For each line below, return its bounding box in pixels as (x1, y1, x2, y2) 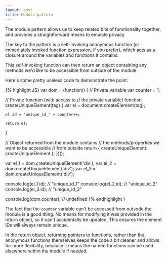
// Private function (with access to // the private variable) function (5, 97, 142, 103)
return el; (5, 121, 28, 126)
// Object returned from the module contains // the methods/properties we (5, 139, 160, 145)
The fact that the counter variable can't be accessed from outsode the (5, 206, 152, 212)
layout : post (5, 7, 33, 13)
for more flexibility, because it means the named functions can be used (5, 242, 153, 248)
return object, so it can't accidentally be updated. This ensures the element (5, 216, 162, 223)
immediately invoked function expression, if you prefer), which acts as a (5, 47, 155, 53)
